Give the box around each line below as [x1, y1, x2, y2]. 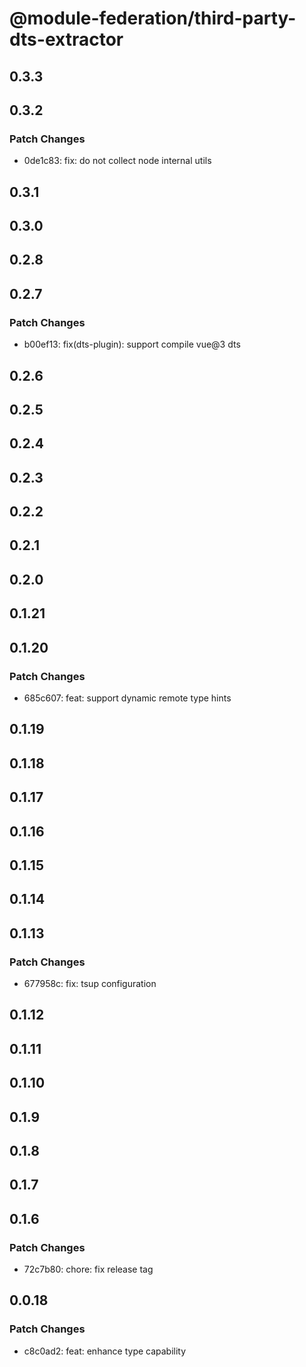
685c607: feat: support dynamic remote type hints [23, 692, 232, 704]
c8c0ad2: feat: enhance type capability [23, 1345, 187, 1357]
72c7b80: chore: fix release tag [23, 1263, 154, 1275]
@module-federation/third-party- [9, 7, 297, 30]
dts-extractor [9, 28, 124, 51]
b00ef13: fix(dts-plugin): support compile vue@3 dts [23, 338, 241, 351]
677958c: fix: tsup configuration [23, 977, 157, 989]
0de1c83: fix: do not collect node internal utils [23, 155, 212, 167]
